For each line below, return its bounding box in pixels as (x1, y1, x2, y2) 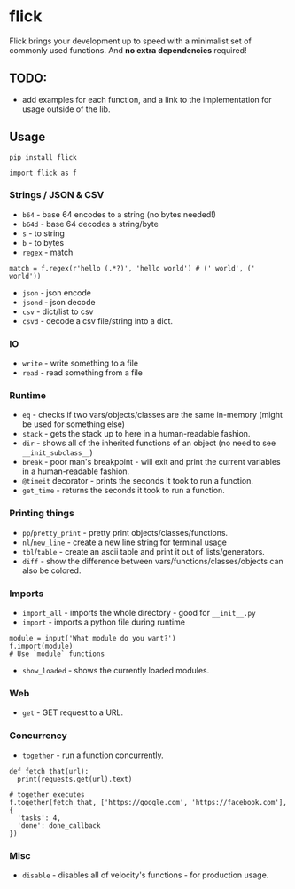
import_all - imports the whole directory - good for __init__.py (21, 608, 256, 618)
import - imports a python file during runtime (21, 617, 186, 627)
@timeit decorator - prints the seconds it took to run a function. (21, 476, 254, 486)
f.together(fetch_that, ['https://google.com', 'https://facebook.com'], (9, 798, 288, 806)
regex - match (21, 247, 74, 257)
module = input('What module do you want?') (9, 634, 176, 643)
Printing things (9, 507, 75, 520)
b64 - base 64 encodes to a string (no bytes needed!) (21, 208, 217, 219)
